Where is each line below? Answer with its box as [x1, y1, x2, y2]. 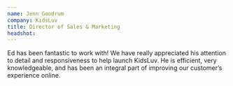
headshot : [7, 29, 36, 37]
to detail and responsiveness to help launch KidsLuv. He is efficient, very [7, 57, 217, 65]
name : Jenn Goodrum [7, 10, 64, 17]
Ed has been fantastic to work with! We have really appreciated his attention [7, 49, 226, 57]
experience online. [7, 71, 61, 80]
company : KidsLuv [7, 17, 58, 24]
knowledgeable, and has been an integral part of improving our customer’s [7, 64, 223, 72]
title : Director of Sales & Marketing [7, 23, 120, 30]
